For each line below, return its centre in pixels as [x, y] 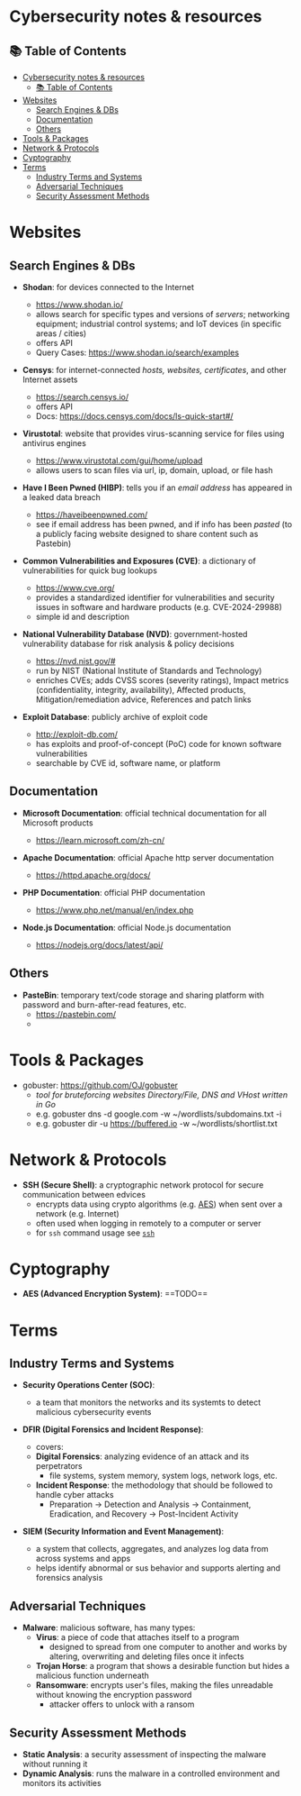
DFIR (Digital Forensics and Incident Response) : [113, 1429]
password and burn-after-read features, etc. [104, 1004]
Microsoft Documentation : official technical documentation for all [144, 813]
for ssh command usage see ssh [95, 1233]
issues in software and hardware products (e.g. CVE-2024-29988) [159, 607]
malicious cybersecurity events [93, 1412]
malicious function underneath [93, 1676]
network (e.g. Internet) [77, 1213]
